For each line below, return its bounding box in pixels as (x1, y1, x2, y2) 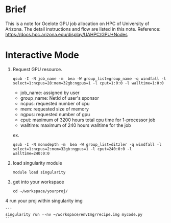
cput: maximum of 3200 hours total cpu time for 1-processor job (20, 117, 156, 123)
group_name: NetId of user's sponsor (20, 95, 100, 101)
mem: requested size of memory (20, 106, 89, 112)
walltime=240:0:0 (12, 151, 50, 156)
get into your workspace (12, 179, 64, 185)
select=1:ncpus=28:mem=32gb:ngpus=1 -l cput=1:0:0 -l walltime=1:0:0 (12, 80, 164, 85)
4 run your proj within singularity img (5, 197, 83, 204)
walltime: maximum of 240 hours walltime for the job (20, 122, 131, 128)
